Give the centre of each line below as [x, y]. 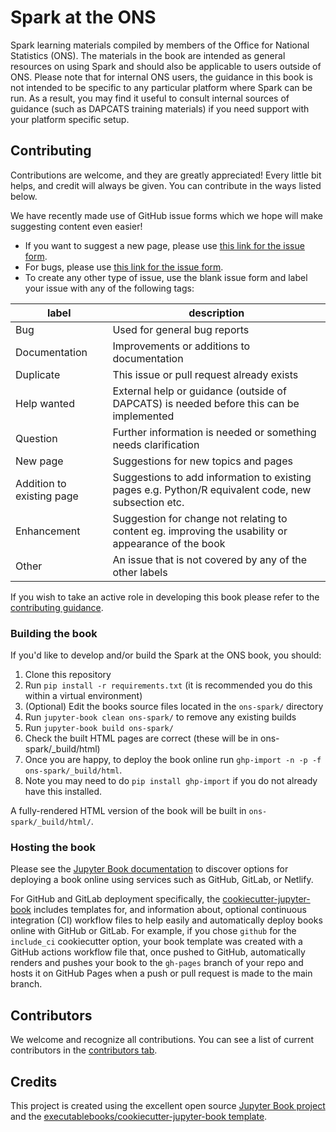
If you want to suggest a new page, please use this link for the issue [164, 245]
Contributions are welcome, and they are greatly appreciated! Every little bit [166, 175]
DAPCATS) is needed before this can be [206, 403]
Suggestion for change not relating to [200, 518]
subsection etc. [148, 502]
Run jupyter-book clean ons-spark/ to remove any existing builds [160, 717]
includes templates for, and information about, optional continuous [170, 910]
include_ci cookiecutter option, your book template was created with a [156, 942]
